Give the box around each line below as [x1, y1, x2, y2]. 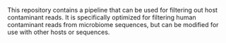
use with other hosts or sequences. [7, 28, 110, 36]
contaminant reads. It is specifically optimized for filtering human [7, 13, 196, 21]
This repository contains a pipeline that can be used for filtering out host [7, 6, 218, 14]
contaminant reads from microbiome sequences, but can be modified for [7, 21, 219, 28]
